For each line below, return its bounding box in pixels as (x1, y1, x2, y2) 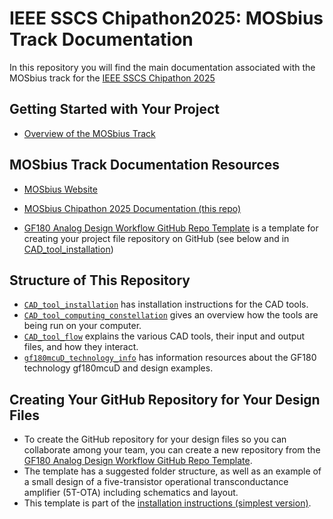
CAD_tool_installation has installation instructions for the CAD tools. (23, 298, 309, 311)
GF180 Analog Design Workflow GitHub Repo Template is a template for (23, 222, 319, 234)
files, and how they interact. (23, 341, 139, 353)
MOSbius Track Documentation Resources (9, 157, 280, 174)
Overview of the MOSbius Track (23, 127, 156, 139)
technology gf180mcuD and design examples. (23, 362, 214, 374)
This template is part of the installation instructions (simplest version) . (23, 497, 312, 509)
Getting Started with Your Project (9, 101, 220, 118)
